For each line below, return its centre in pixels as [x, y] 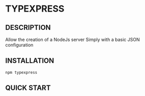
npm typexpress [21, 72]
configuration [19, 45]
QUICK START [28, 88]
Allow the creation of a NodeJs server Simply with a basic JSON [72, 39]
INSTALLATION [30, 61]
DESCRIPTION [28, 28]
